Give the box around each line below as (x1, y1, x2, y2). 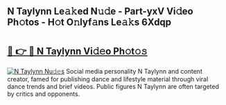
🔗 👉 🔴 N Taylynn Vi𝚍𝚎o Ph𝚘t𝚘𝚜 (7, 45, 148, 57)
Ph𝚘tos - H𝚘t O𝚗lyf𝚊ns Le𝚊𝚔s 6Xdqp (7, 17, 172, 29)
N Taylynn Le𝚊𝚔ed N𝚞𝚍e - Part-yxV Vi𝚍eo (7, 6, 193, 17)
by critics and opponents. (7, 90, 80, 98)
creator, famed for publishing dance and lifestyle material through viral (7, 75, 209, 83)
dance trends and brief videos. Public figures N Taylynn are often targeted (7, 83, 220, 90)
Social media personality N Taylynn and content (65, 67, 202, 75)
